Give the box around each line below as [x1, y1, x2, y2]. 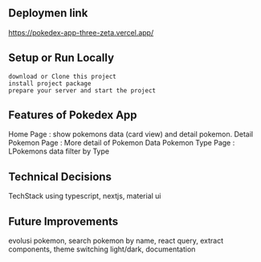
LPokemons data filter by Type [8, 146, 110, 156]
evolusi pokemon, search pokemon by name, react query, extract [8, 236, 223, 246]
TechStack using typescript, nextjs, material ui [8, 191, 162, 201]
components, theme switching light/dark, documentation [8, 244, 196, 254]
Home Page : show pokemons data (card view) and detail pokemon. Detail [8, 129, 254, 139]
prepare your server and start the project [8, 86, 157, 95]
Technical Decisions [8, 170, 112, 183]
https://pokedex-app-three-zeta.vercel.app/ [8, 27, 154, 37]
